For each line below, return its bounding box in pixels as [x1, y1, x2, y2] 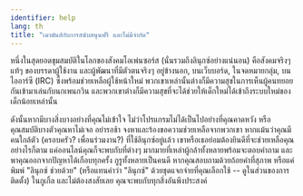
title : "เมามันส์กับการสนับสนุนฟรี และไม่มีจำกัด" [10, 30, 151, 39]
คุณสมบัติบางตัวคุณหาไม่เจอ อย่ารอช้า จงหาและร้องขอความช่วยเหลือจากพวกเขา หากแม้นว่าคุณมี [10, 124, 292, 135]
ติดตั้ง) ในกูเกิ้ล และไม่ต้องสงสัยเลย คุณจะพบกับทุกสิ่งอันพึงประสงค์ [10, 175, 208, 186]
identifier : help [10, 13, 76, 23]
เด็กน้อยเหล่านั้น [10, 96, 58, 107]
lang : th [10, 22, 44, 31]
